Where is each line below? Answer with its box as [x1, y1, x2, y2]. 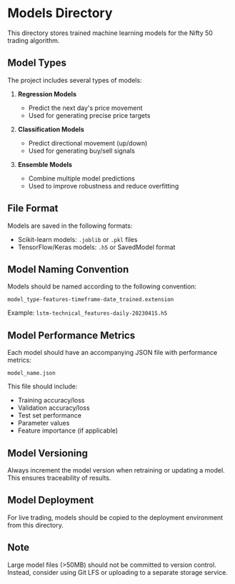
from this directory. [7, 520, 64, 529]
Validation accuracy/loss [17, 403, 91, 412]
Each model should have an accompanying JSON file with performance [7, 348, 218, 357]
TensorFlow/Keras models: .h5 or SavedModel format [17, 243, 176, 251]
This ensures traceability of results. [7, 473, 111, 482]
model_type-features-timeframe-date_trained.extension [7, 296, 174, 303]
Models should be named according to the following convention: [7, 282, 197, 291]
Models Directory [7, 5, 113, 21]
